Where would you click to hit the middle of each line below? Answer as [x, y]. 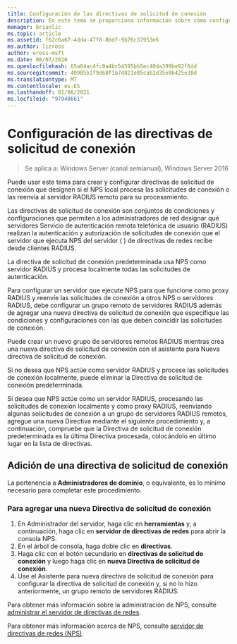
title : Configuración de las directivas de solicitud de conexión [107, 14]
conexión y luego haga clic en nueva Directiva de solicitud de [109, 562]
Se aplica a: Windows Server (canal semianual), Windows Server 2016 [127, 168]
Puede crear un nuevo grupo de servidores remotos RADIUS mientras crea [116, 341]
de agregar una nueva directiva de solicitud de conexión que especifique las [118, 312]
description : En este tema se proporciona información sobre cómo [107, 20]
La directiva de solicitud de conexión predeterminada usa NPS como [107, 261]
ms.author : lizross [36, 47]
